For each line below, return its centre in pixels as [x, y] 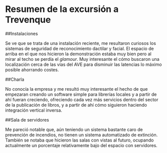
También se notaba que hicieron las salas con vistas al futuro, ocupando [80, 140]
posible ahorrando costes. [32, 70]
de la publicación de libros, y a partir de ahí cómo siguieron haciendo [76, 105]
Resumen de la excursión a [62, 9]
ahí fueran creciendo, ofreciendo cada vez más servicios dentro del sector [82, 99]
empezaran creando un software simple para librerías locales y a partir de [81, 94]
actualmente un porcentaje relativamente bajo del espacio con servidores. [82, 145]
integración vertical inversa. [34, 110]
